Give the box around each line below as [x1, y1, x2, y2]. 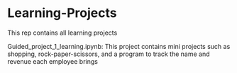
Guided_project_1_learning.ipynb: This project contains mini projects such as [7, 42, 231, 50]
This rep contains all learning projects [7, 28, 118, 37]
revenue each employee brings [7, 57, 98, 65]
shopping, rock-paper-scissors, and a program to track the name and [7, 50, 211, 58]
